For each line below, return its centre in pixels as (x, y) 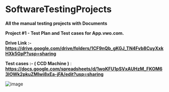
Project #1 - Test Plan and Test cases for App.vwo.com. (65, 33)
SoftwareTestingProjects (58, 9)
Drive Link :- (18, 43)
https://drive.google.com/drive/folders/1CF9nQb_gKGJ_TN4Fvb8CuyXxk (85, 48)
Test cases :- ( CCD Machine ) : (38, 63)
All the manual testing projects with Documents (56, 23)
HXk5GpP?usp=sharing (31, 54)
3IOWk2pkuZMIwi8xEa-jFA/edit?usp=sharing (54, 74)
